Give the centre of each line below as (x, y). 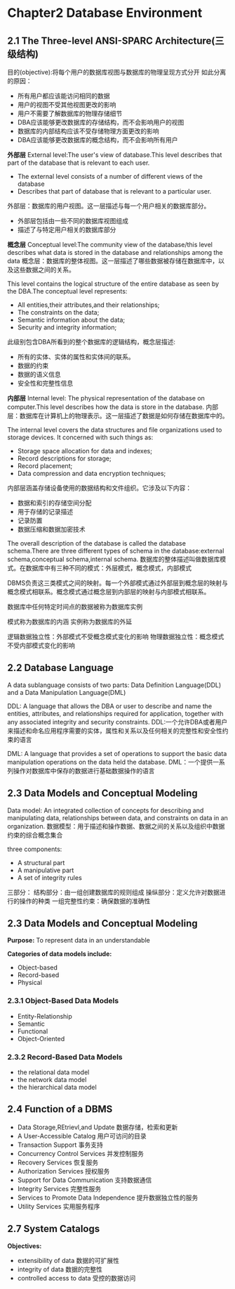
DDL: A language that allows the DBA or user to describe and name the (110, 706)
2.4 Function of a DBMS (60, 1109)
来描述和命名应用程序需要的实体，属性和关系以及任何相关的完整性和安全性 (115, 731)
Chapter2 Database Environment (105, 13)
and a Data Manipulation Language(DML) (67, 692)
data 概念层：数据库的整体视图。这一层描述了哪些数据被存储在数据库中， (113, 261)
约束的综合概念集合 (35, 835)
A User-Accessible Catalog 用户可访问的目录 (82, 1136)
